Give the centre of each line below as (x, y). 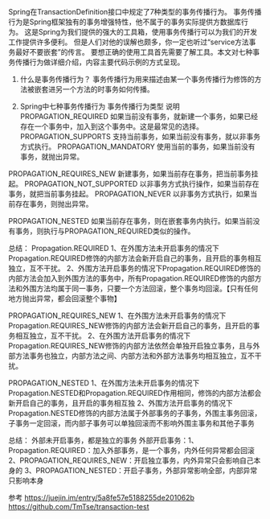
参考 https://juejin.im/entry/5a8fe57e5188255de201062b (102, 498)
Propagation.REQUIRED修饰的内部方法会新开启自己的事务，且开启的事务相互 (135, 258)
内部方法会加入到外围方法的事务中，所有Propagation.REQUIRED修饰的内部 (131, 278)
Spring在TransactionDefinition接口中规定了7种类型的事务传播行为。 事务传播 (135, 12)
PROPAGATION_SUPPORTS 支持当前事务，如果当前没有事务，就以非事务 (140, 136)
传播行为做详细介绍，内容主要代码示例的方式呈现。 (100, 62)
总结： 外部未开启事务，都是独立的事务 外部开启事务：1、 (103, 440)
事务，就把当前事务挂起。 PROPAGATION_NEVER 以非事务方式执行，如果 (129, 194)
